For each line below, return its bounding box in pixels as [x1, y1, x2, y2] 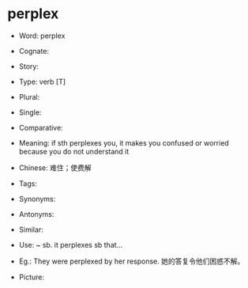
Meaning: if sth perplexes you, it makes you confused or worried [18, 138, 230, 147]
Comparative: [18, 123, 64, 132]
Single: [18, 108, 42, 117]
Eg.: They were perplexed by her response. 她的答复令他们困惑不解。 [18, 256, 245, 266]
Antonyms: [18, 209, 54, 218]
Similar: [18, 225, 44, 234]
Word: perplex [18, 31, 66, 40]
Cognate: [18, 46, 49, 55]
